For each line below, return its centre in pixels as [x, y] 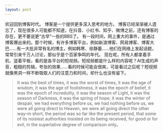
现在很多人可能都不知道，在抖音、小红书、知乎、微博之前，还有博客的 [88, 30]
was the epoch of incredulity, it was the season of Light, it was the [83, 93]
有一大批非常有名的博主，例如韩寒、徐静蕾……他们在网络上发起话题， [87, 48]
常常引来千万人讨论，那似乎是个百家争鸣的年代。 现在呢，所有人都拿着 [76, 55]
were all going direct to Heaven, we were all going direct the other [83, 108]
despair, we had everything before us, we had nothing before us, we [85, 103]
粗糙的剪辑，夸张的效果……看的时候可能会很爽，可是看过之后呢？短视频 [85, 67]
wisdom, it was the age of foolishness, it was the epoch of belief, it [84, 88]
